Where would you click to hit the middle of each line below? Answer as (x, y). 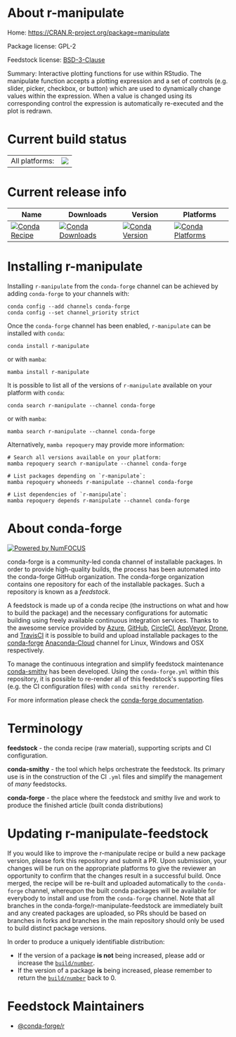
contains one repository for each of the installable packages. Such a (106, 584)
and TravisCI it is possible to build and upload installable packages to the (113, 635)
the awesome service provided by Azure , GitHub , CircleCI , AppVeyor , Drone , (118, 628)
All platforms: (33, 161)
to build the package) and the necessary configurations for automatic (108, 613)
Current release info (67, 192)
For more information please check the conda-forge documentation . (106, 700)
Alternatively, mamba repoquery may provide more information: (96, 445)
